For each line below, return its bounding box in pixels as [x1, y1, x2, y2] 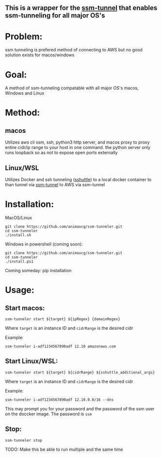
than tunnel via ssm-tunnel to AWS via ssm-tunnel [5, 182, 105, 188]
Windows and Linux [5, 90, 45, 96]
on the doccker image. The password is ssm [5, 411, 92, 417]
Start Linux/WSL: [5, 357, 58, 365]
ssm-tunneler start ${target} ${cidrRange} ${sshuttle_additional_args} [5, 370, 155, 375]
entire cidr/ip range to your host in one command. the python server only [5, 145, 150, 150]
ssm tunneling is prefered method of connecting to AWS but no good [5, 47, 143, 53]
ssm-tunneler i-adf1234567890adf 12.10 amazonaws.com [5, 344, 116, 349]
